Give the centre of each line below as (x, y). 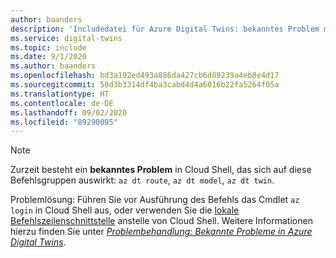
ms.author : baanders (53, 66)
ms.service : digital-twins (66, 38)
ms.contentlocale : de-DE (62, 103)
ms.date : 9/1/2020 (48, 57)
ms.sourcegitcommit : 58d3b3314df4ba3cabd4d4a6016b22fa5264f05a (145, 85)
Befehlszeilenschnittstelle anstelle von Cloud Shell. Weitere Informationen (161, 221)
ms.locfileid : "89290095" (64, 122)
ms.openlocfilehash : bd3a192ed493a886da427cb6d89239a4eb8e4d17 (145, 76)
